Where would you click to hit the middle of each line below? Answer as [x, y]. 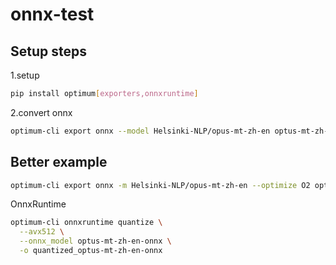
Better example [59, 162]
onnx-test [52, 14]
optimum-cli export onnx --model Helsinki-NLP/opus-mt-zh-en [140, 131]
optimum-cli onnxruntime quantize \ [86, 223]
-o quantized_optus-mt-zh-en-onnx [91, 251]
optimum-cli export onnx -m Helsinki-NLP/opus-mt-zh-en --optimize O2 [160, 185]
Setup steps [48, 51]
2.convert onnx [41, 112]
